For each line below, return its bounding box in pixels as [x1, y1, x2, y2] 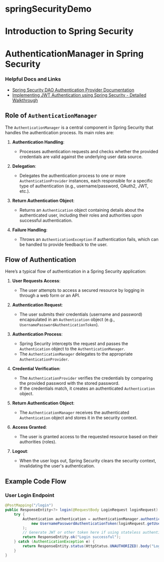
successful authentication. [19, 217, 73, 223]
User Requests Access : [12, 278, 61, 284]
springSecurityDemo [5, 3, 92, 15]
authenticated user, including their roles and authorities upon [19, 212, 143, 218]
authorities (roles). [19, 439, 57, 445]
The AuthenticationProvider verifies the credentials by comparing [19, 375, 153, 381]
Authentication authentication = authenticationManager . [22, 516, 141, 522]
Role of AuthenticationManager [5, 111, 98, 120]
